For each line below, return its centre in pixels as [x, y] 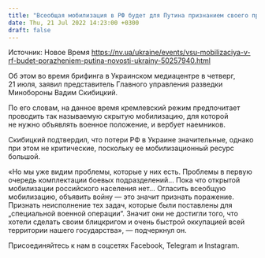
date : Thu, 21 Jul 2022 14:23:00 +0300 [74, 23]
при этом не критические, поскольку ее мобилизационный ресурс [121, 148]
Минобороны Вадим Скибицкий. [63, 93]
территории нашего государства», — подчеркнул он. [97, 230]
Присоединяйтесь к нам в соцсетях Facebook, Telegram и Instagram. [124, 245]
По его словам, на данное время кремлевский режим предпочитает [124, 108]
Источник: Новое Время [49, 53]
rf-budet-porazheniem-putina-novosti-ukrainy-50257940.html [110, 61]
